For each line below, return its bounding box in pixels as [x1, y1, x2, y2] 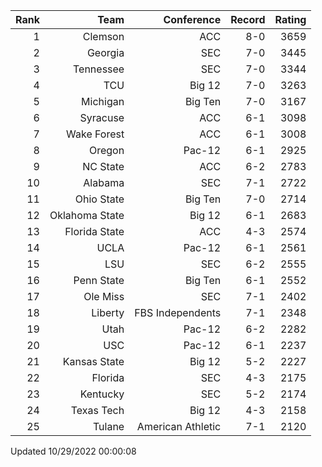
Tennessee [72, 62, 125, 76]
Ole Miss [83, 290, 125, 303]
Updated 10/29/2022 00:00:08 [10, 445, 137, 457]
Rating [274, 13, 307, 26]
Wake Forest [66, 127, 125, 141]
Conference [163, 13, 222, 26]
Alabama [83, 176, 125, 189]
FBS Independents [134, 306, 222, 319]
